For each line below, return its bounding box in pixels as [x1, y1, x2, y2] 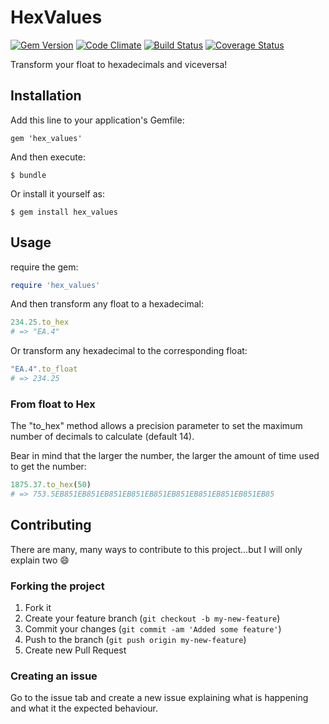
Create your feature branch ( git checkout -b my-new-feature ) [24, 612, 281, 625]
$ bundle [10, 170, 47, 180]
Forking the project [10, 579, 105, 593]
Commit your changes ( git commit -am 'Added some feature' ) [24, 623, 282, 635]
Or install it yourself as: [10, 187, 105, 200]
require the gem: [10, 261, 79, 273]
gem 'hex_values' [10, 133, 83, 143]
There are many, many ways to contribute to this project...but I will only [10, 543, 303, 555]
